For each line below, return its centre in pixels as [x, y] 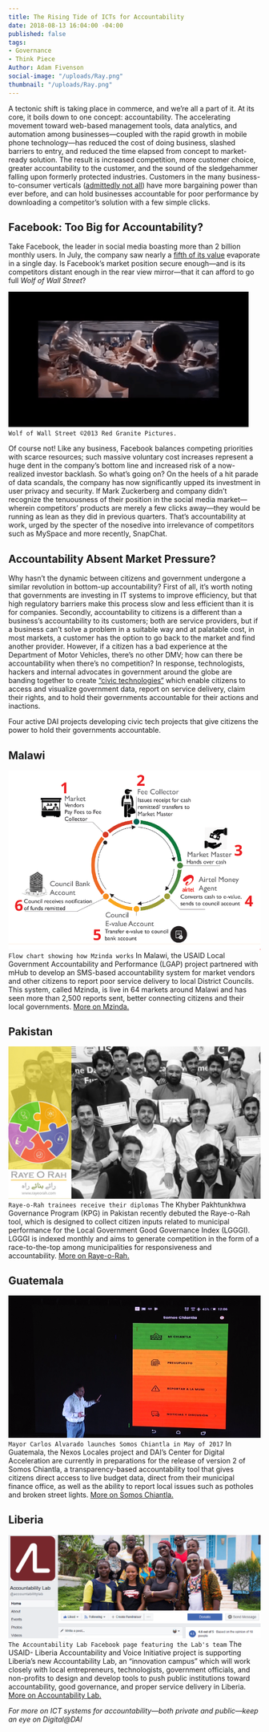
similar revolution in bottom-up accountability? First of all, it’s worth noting [130, 587]
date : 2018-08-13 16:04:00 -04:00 [66, 25]
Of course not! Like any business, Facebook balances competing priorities [131, 448]
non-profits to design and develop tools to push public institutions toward [129, 1678]
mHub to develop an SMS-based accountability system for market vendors [132, 972]
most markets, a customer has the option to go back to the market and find [132, 638]
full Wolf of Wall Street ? [47, 281]
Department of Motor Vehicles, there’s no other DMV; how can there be [126, 655]
